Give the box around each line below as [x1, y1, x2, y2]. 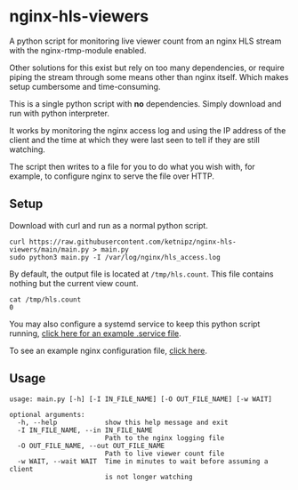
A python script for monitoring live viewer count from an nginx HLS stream [9, 36, 282, 46]
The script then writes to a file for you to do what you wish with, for [9, 161, 255, 172]
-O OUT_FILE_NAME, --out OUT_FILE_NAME [17, 441, 165, 450]
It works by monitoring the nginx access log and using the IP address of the [9, 125, 286, 135]
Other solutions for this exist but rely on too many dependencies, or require [9, 62, 285, 73]
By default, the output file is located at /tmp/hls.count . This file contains [9, 269, 274, 279]
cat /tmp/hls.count [9, 295, 82, 304]
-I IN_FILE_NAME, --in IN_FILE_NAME [17, 425, 153, 435]
